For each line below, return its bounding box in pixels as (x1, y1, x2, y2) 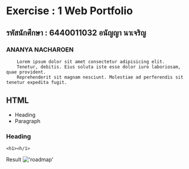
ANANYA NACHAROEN (6, 45, 74, 54)
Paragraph (14, 117, 41, 125)
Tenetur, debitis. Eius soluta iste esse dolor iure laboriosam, (17, 64, 181, 70)
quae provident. (6, 69, 46, 75)
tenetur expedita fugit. (6, 79, 67, 85)
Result (6, 155, 22, 163)
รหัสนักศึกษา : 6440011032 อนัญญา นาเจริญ (6, 28, 146, 38)
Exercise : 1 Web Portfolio (6, 4, 133, 18)
